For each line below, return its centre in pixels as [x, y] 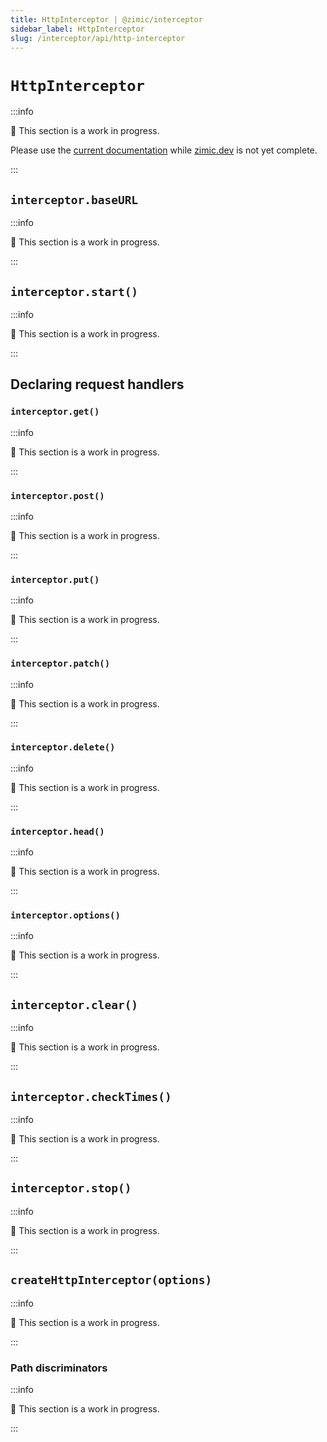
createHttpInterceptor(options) [111, 1280]
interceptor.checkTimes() [91, 1096]
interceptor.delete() [63, 747]
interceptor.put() [55, 579]
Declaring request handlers [97, 384]
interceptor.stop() [71, 1188]
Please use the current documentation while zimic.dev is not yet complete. [164, 150]
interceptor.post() [57, 495]
